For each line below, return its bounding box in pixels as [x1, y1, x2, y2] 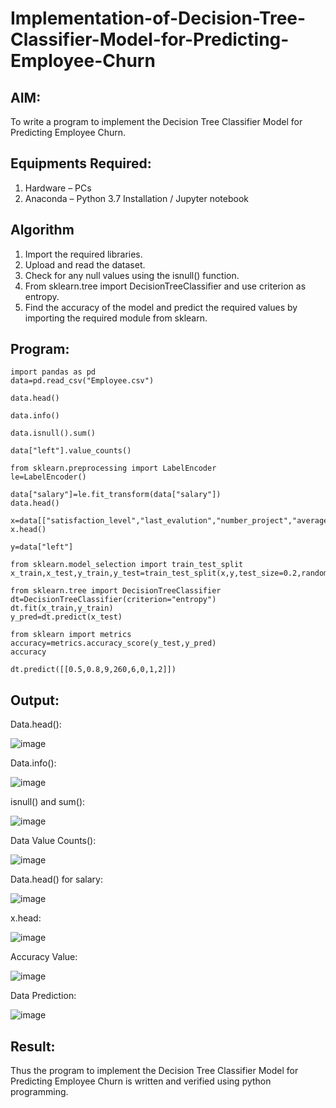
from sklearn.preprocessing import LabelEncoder [10, 463, 217, 474]
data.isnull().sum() [10, 428, 97, 439]
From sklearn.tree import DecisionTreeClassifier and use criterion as [24, 280, 307, 292]
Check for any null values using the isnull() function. [24, 269, 240, 281]
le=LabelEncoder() [10, 472, 87, 482]
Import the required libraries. [24, 248, 143, 260]
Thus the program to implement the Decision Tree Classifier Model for [10, 1065, 299, 1077]
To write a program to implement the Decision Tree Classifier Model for [10, 116, 303, 127]
